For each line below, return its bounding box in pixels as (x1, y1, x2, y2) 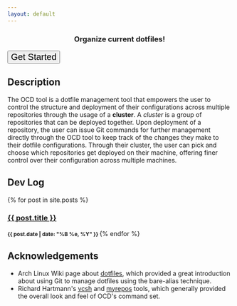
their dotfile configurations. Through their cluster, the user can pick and (7, 141, 217, 149)
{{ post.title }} (7, 213, 57, 223)
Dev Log (7, 176, 45, 189)
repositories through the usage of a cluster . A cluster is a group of (7, 110, 202, 118)
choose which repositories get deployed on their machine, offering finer (7, 148, 218, 157)
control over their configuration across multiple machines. (7, 155, 177, 164)
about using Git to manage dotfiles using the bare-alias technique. (17, 276, 212, 285)
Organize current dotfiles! (73, 34, 166, 44)
